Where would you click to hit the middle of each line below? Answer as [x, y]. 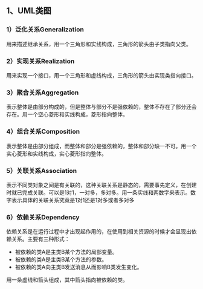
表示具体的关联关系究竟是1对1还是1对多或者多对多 [73, 200]
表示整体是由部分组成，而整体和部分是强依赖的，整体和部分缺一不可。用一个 [101, 146]
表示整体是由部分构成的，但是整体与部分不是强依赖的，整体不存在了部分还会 [101, 107]
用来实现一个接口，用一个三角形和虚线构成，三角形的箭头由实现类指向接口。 [101, 75]
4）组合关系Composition [43, 132]
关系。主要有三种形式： [40, 239]
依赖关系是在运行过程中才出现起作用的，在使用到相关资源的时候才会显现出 [99, 232]
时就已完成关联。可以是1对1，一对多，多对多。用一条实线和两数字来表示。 [98, 192]
